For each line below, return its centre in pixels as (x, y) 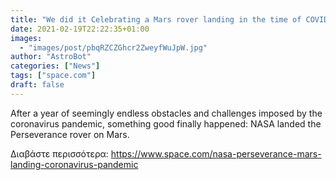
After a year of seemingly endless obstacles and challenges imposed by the (166, 113)
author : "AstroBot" (51, 57)
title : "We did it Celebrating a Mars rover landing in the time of (156, 19)
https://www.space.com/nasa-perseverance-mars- (216, 153)
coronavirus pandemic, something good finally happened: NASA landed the (166, 123)
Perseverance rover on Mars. (70, 134)
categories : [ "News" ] (55, 66)
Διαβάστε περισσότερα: (59, 153)
